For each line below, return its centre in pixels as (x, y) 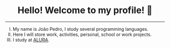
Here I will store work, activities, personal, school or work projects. (82, 34)
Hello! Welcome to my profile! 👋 (85, 10)
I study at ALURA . (31, 39)
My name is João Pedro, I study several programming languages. (80, 29)
